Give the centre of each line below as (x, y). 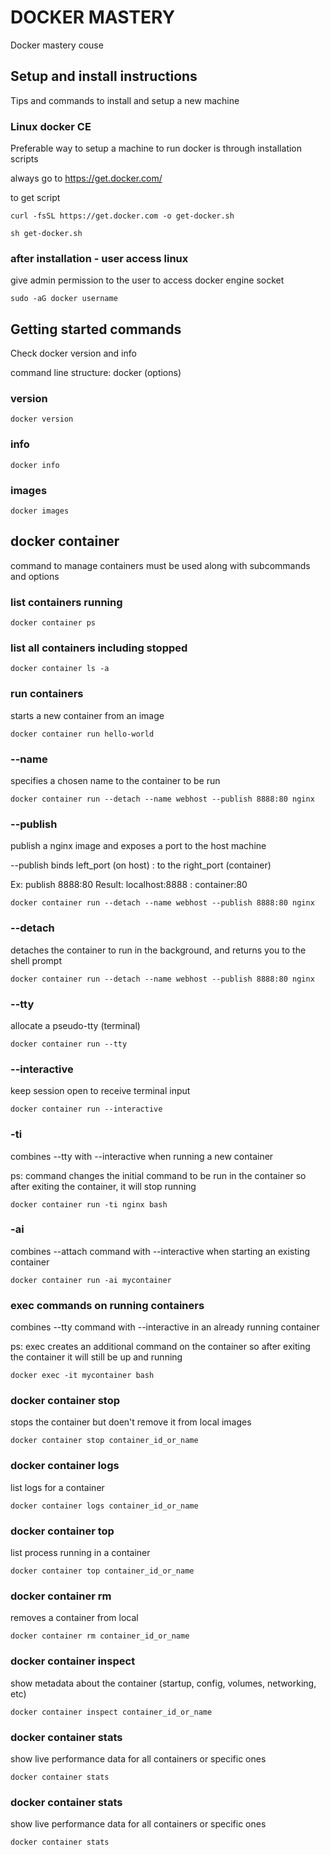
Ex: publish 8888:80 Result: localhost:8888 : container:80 (129, 885)
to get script (35, 198)
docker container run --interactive (86, 1109)
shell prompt (36, 960)
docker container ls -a (60, 669)
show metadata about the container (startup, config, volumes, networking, (163, 1683)
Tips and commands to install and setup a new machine (125, 100)
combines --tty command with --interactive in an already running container (165, 1327)
